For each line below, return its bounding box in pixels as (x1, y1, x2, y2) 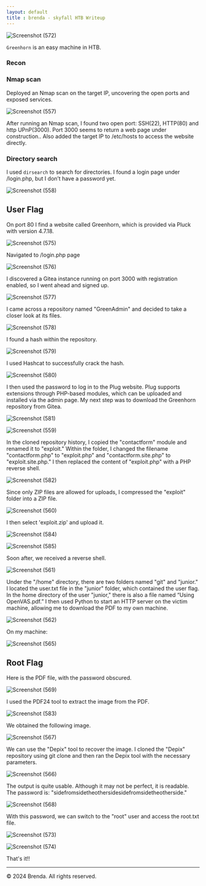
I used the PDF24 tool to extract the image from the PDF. (6, 698, 150, 705)
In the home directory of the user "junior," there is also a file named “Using (6, 591, 194, 599)
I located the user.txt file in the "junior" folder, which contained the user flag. (6, 585, 199, 592)
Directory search (6, 154, 58, 163)
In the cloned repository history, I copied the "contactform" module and (6, 438, 187, 446)
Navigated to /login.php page (6, 251, 80, 258)
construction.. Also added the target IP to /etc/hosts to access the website (6, 133, 194, 140)
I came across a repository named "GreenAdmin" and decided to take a (6, 305, 187, 313)
